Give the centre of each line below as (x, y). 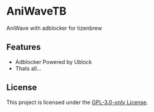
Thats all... (28, 68)
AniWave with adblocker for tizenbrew (54, 28)
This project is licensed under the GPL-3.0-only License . (77, 102)
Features (24, 47)
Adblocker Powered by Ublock (53, 61)
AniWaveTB (37, 11)
